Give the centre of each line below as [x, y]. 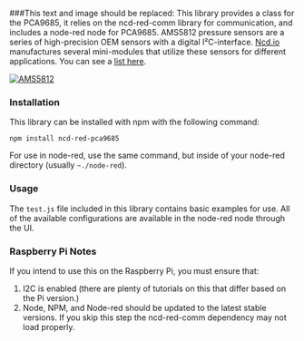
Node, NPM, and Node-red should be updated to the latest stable [144, 307]
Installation [35, 102]
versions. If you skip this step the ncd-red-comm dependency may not [155, 317]
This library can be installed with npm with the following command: [135, 122]
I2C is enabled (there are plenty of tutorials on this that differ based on [154, 288]
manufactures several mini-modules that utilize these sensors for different [148, 52]
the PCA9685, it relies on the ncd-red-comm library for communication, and [151, 23]
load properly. [49, 326]
